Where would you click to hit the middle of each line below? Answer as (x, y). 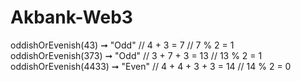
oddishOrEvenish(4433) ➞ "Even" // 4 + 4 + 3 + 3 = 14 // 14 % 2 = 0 (151, 66)
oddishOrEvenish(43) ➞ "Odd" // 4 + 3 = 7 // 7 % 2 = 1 (122, 45)
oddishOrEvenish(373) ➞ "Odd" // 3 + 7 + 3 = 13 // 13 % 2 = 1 (136, 55)
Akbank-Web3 (71, 17)
